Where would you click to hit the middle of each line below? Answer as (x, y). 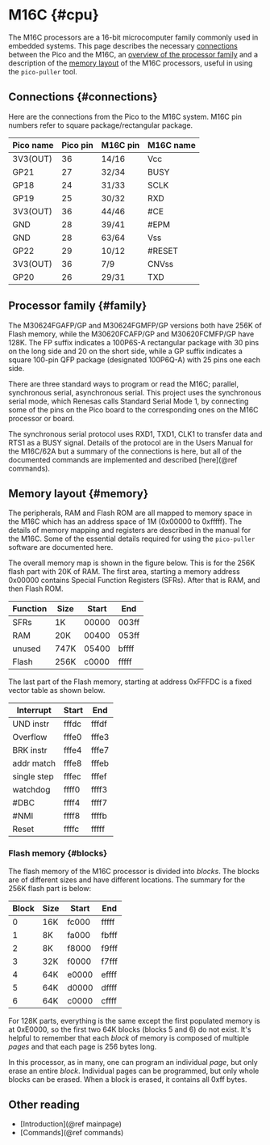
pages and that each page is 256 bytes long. (83, 1046)
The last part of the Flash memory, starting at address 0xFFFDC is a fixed (130, 682)
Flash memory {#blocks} (58, 853)
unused (27, 649)
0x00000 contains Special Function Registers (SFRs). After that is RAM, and (134, 581)
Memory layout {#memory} (79, 494)
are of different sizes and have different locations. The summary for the (127, 880)
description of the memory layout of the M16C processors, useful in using (131, 63)
